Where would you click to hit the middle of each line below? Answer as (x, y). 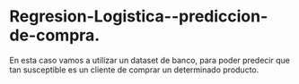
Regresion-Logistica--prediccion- (139, 17)
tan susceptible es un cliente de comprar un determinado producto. (134, 70)
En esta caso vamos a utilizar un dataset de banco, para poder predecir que (149, 60)
